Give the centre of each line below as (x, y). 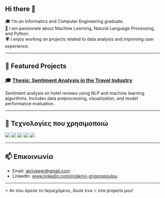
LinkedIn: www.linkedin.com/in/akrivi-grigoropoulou (65, 176)
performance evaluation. (30, 103)
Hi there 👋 (20, 9)
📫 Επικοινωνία (29, 156)
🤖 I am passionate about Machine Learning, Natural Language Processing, (80, 28)
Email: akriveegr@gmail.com (41, 171)
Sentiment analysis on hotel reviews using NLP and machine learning (75, 93)
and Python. (17, 33)
